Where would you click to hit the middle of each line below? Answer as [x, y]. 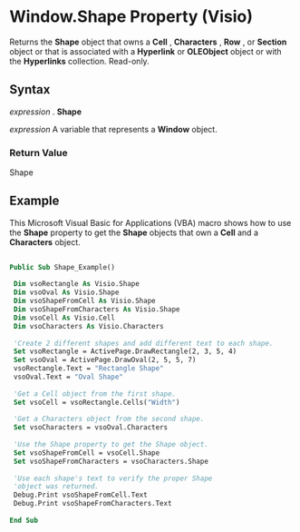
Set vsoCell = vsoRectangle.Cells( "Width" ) [97, 402]
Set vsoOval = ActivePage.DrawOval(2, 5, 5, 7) [105, 360]
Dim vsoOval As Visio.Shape [66, 292]
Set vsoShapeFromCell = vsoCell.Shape [87, 453]
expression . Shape [46, 112]
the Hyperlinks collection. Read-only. [79, 61]
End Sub [24, 520]
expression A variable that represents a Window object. [113, 129]
